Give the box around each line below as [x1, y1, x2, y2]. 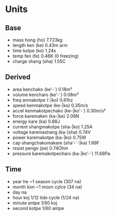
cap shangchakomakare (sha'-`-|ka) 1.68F [12, 139, 99, 146]
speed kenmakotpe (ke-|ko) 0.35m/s [12, 102, 88, 108]
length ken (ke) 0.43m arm [12, 42, 68, 48]
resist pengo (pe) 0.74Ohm [12, 145, 69, 151]
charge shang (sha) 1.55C [12, 58, 66, 64]
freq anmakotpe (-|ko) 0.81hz [12, 97, 73, 103]
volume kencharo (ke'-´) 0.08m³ [12, 92, 79, 98]
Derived [5, 73, 31, 82]
